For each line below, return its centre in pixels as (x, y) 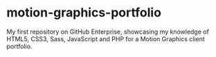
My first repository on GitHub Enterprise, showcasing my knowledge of (108, 32)
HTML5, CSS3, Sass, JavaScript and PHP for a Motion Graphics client (106, 38)
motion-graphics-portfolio (84, 13)
